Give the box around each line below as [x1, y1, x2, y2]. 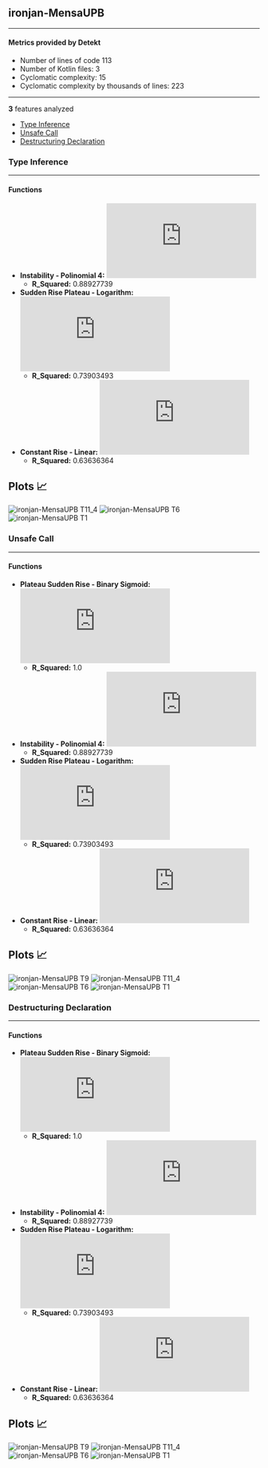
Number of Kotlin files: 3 [19, 64, 100, 74]
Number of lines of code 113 [19, 56, 112, 65]
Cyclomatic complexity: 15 [19, 73, 106, 82]
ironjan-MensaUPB [8, 6, 105, 20]
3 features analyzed [8, 104, 74, 114]
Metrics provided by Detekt [8, 38, 101, 47]
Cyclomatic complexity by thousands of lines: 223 [19, 81, 185, 91]
